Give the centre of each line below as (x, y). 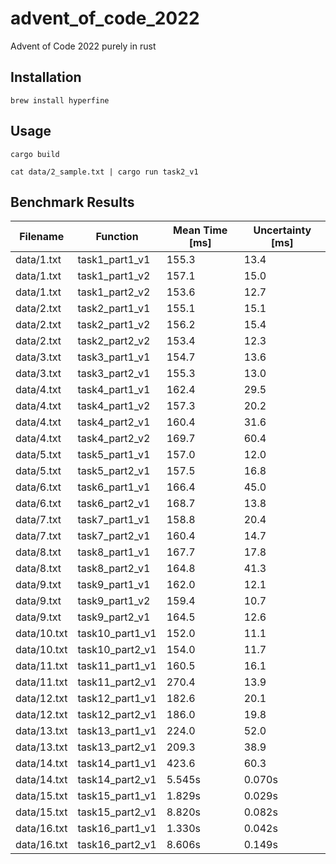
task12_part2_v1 (117, 715)
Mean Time (200, 230)
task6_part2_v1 (114, 504)
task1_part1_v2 (114, 276)
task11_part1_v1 (117, 666)
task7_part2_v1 (114, 536)
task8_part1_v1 (114, 552)
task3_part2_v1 (114, 374)
